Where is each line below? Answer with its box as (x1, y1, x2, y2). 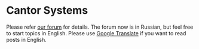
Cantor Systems (6, 4, 88, 17)
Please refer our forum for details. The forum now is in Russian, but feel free (6, 23, 194, 30)
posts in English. (6, 36, 47, 43)
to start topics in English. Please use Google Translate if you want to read (6, 29, 186, 36)
